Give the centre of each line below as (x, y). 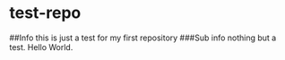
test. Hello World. (41, 47)
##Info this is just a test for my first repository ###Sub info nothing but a (143, 38)
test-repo (45, 13)
